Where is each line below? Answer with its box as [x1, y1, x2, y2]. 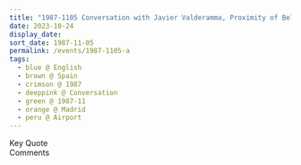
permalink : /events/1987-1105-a [9, 47, 130, 56]
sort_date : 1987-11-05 [9, 38, 94, 48]
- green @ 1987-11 [17, 96, 87, 106]
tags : [9, 55, 30, 64]
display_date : [9, 30, 63, 39]
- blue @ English [17, 64, 82, 73]
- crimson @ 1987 [17, 80, 82, 89]
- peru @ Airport [17, 113, 82, 122]
